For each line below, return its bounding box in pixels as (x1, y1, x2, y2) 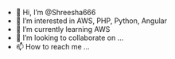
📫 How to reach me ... (15, 42, 90, 51)
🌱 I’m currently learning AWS (15, 25, 111, 33)
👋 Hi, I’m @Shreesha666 (15, 8, 96, 17)
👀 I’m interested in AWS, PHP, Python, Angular (15, 16, 167, 26)
